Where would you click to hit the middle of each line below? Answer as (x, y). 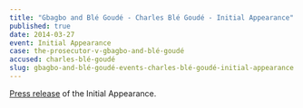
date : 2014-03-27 (42, 34)
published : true (40, 26)
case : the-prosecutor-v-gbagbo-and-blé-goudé (97, 51)
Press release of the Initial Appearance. (83, 93)
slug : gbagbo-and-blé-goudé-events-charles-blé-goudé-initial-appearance (152, 68)
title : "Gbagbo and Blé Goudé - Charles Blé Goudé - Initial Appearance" (152, 18)
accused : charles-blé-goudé (63, 59)
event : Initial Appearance (60, 43)
